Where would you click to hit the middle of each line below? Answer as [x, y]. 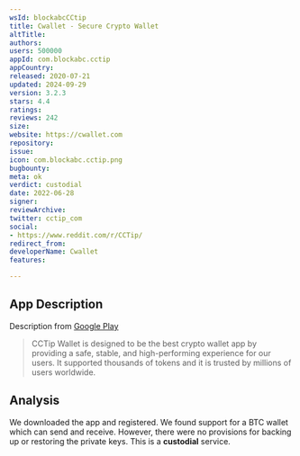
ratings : [26, 110]
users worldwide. [64, 372]
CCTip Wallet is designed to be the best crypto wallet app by [144, 344]
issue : [22, 151]
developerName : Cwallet [54, 252]
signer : [24, 202]
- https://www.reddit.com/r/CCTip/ [76, 235]
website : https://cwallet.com [66, 135]
